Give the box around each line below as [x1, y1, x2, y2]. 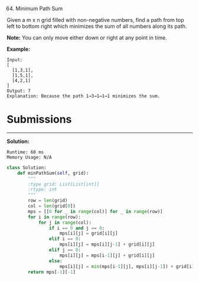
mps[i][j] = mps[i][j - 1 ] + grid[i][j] [59, 241, 155, 247]
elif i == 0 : [48, 236, 81, 242]
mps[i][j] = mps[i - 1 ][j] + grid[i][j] [59, 252, 155, 259]
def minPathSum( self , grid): [17, 170, 89, 176]
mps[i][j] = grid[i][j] [59, 230, 118, 237]
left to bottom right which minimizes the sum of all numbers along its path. [6, 23, 187, 30]
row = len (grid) [28, 198, 68, 204]
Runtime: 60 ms [6, 149, 44, 155]
